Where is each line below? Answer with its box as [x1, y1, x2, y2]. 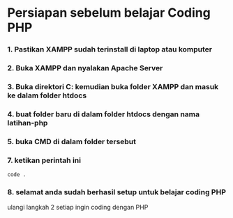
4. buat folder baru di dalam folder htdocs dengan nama [7, 109, 200, 119]
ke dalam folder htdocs [7, 91, 87, 100]
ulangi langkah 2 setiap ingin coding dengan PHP [7, 203, 149, 212]
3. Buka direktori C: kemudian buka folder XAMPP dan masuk [7, 81, 219, 91]
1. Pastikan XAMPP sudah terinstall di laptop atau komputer [7, 45, 213, 54]
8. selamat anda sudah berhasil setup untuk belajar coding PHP [7, 187, 227, 197]
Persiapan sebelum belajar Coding [7, 5, 211, 21]
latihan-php [7, 118, 48, 127]
